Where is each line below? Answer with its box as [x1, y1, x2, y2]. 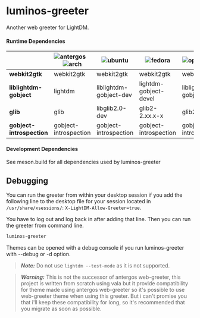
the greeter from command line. [6, 222, 85, 229]
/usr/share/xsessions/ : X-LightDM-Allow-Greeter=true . [6, 204, 142, 212]
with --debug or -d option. [6, 251, 71, 258]
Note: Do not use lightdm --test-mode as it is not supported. [20, 262, 170, 269]
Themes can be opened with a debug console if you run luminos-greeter [6, 244, 185, 251]
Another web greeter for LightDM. [6, 24, 89, 31]
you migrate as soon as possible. [20, 305, 102, 313]
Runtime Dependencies [6, 37, 65, 45]
